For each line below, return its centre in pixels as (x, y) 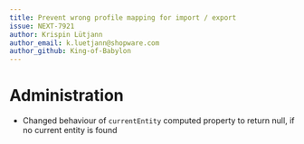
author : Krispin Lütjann (56, 34)
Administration (66, 96)
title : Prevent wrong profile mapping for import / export (123, 18)
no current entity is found (70, 130)
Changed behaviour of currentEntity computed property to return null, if (158, 121)
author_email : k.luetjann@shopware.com (85, 43)
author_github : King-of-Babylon (70, 51)
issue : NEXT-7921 (42, 26)
